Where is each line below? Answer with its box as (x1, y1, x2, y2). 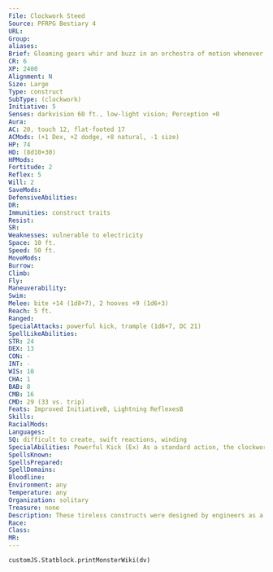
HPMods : (8, 155, 35, 164)
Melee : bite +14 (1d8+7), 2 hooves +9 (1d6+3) (8, 299, 169, 308)
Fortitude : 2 (8, 164, 53, 172)
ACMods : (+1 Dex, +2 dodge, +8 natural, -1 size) (8, 133, 180, 141)
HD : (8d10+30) (8, 148, 57, 156)
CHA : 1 (8, 375, 31, 383)
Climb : (8, 269, 31, 277)
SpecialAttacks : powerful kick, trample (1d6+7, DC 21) (8, 322, 201, 330)
